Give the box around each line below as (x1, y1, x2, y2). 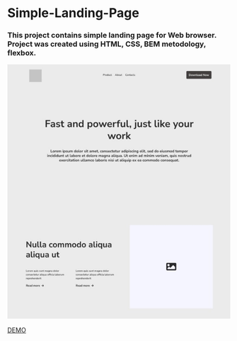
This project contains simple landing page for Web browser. (7, 30, 217, 40)
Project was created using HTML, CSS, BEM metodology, (7, 39, 207, 49)
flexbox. (7, 48, 37, 58)
